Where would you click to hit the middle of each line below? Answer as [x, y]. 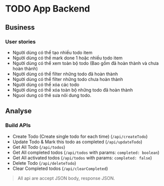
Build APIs [18, 125]
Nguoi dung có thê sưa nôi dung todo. [52, 95]
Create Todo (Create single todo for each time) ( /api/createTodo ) [80, 136]
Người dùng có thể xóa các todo [46, 84]
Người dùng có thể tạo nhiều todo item [52, 52]
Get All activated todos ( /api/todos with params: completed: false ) [82, 158]
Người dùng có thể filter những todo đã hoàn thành [65, 74]
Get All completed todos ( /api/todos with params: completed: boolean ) [86, 152]
